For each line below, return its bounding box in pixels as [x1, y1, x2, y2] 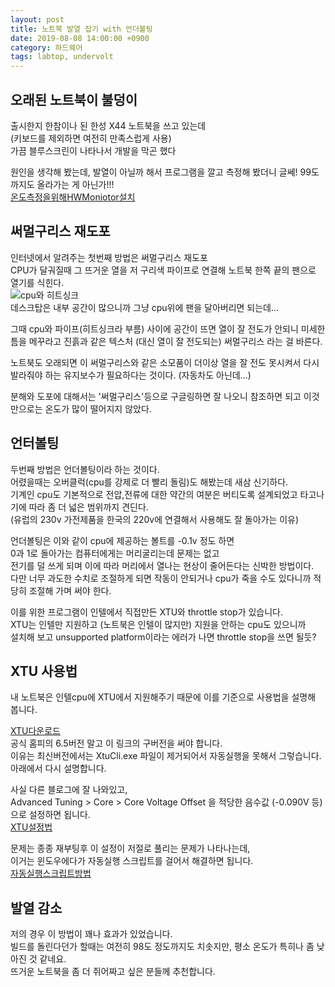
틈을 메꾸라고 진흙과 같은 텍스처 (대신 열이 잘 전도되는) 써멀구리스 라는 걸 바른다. [10, 335, 323, 347]
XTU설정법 [10, 821, 53, 833]
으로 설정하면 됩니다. [10, 809, 91, 821]
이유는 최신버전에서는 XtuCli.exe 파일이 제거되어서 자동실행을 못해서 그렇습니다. [10, 750, 322, 762]
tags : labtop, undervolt [10, 52, 114, 62]
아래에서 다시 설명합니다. [10, 762, 107, 775]
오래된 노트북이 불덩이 [10, 91, 138, 108]
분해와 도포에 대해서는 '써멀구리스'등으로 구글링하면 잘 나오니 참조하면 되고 [10, 390, 302, 402]
